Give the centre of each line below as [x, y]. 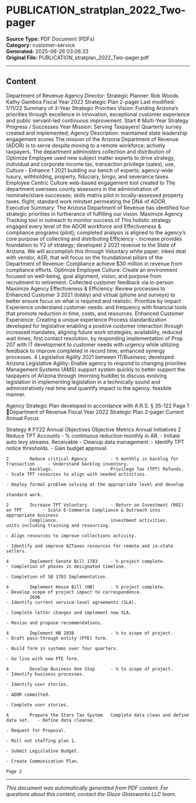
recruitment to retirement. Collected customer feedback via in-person [90, 282]
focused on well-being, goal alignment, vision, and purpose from [84, 276]
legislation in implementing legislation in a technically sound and [83, 382]
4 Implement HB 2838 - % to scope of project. [90, 633]
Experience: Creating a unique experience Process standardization [86, 319]
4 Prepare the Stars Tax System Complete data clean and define [98, 715]
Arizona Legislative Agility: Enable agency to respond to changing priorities [96, 363]
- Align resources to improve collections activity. [71, 536]
